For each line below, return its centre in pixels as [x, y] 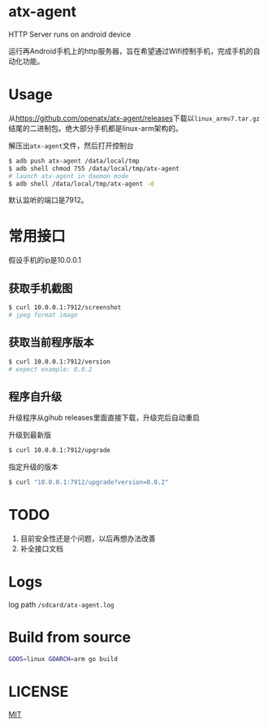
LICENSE [39, 692]
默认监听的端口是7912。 [48, 200]
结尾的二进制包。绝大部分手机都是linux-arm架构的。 [95, 128]
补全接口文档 [41, 548]
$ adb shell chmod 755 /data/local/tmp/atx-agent [94, 168]
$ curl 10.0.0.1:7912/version [60, 361]
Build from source [70, 638]
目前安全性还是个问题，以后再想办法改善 [88, 538]
